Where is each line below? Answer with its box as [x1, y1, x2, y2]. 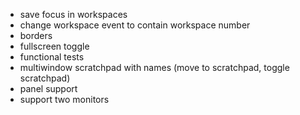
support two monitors [19, 94, 110, 105]
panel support [19, 83, 78, 94]
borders [19, 30, 53, 41]
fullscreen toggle [19, 40, 90, 52]
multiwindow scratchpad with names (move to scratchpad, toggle [19, 62, 290, 73]
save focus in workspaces [19, 9, 128, 20]
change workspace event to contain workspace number [19, 19, 251, 31]
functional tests [19, 51, 85, 63]
